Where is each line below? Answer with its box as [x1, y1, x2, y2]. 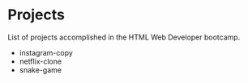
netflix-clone [19, 56, 62, 66]
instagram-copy [19, 48, 74, 57]
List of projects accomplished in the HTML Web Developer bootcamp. [7, 32, 241, 42]
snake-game [19, 64, 62, 74]
